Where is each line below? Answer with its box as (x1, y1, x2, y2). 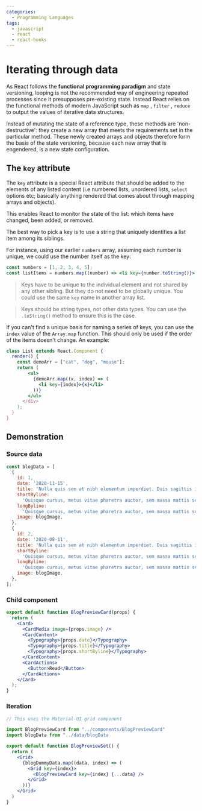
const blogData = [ (6, 464, 55, 470)
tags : (6, 20, 20, 26)
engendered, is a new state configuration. (6, 145, 110, 153)
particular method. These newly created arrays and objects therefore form (6, 133, 191, 140)
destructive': (6, 126, 38, 133)
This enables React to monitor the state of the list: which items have (6, 210, 174, 217)
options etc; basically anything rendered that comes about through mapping (6, 192, 195, 199)
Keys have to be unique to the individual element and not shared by (20, 281, 188, 288)
